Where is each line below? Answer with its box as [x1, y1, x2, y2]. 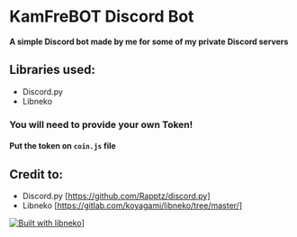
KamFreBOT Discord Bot [9, 6, 194, 27]
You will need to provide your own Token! [9, 118, 193, 131]
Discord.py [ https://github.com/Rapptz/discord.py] [22, 191, 211, 202]
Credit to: [9, 167, 64, 182]
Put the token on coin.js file [9, 141, 117, 151]
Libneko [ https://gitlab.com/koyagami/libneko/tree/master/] [22, 200, 243, 211]
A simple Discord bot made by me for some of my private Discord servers [9, 36, 289, 47]
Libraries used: [9, 62, 96, 77]
